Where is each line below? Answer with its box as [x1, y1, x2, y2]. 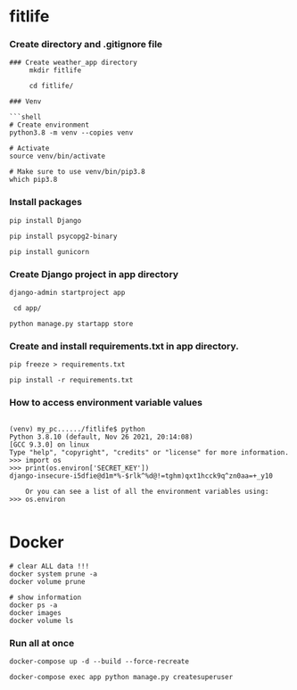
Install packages [9, 196, 83, 209]
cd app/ [12, 304, 42, 313]
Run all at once [9, 637, 75, 649]
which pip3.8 [9, 176, 58, 185]
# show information [9, 593, 82, 602]
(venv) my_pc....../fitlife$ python [9, 424, 145, 433]
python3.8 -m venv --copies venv [9, 128, 134, 137]
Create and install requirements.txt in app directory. [9, 341, 239, 352]
